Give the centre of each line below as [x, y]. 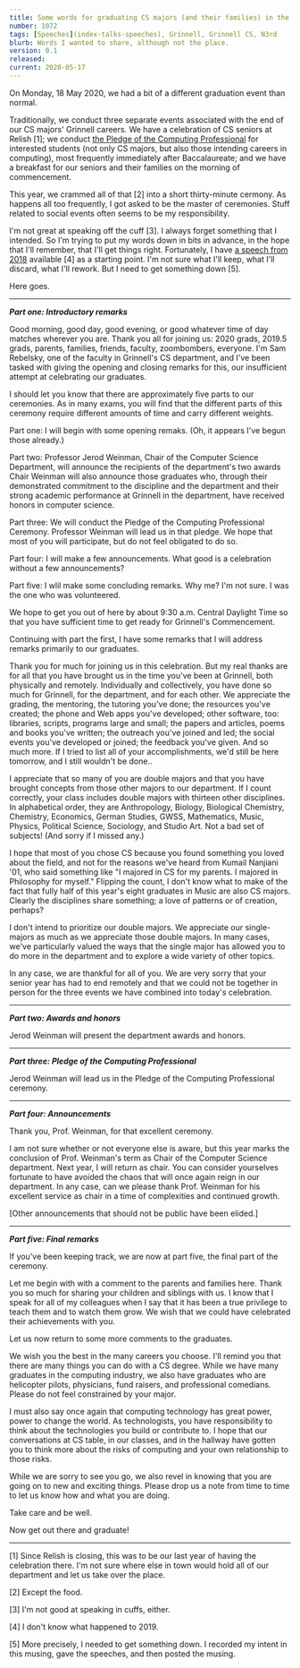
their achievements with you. [62, 1321]
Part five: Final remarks [54, 1239]
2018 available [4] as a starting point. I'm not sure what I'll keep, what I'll [142, 259]
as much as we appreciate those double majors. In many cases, [153, 937]
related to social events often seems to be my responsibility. [120, 213]
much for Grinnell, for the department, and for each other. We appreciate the [150, 694]
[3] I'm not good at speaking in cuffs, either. [90, 1609]
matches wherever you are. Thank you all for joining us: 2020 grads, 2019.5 [148, 338]
